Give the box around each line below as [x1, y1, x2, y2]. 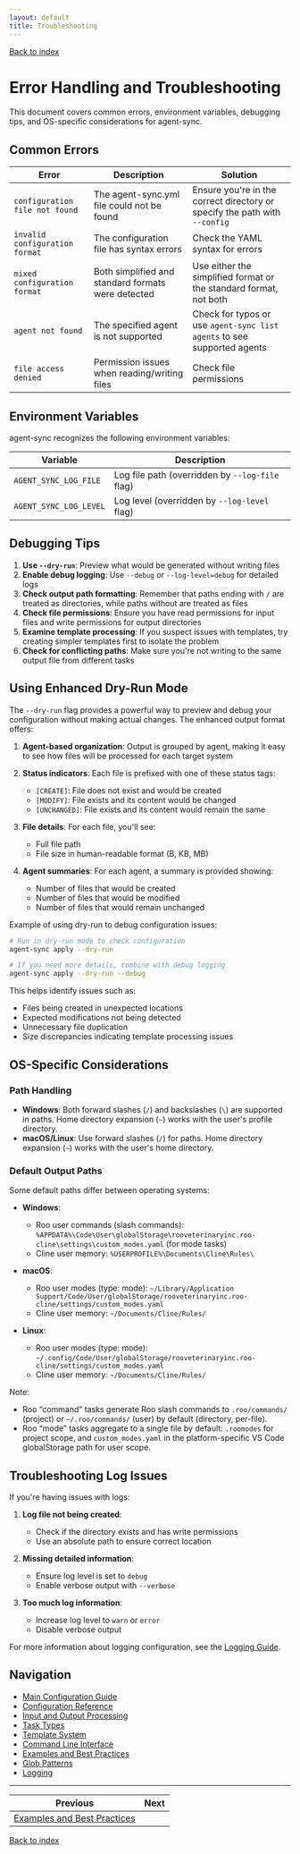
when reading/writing [93, 368, 184, 380]
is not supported [93, 330, 162, 343]
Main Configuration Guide [21, 1691, 118, 1702]
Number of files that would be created [35, 883, 176, 893]
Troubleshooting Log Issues [9, 1468, 168, 1483]
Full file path [35, 838, 81, 850]
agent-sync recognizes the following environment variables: [9, 433, 230, 444]
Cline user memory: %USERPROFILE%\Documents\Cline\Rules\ [35, 1249, 254, 1259]
